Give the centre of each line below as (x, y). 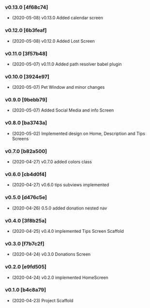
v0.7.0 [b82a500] (26, 151)
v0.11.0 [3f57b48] (26, 53)
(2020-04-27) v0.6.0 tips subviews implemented (60, 185)
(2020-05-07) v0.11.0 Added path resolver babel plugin (67, 64)
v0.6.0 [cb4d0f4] (26, 174)
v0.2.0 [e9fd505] (26, 267)
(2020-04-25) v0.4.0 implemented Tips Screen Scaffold (68, 231)
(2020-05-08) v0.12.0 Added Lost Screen (53, 41)
